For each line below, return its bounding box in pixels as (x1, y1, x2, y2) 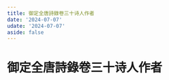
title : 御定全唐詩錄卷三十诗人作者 (7, 9, 95, 17)
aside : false (7, 28, 44, 36)
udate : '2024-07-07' (7, 22, 66, 29)
